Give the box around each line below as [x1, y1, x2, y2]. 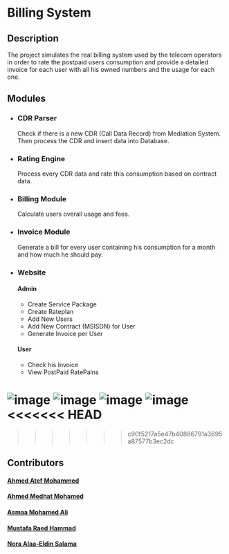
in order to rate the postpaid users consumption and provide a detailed [7, 58, 209, 66]
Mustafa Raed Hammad [7, 524, 76, 532]
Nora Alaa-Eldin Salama [7, 539, 77, 548]
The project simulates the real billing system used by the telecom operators [7, 50, 222, 59]
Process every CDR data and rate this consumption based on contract [17, 169, 217, 178]
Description [7, 33, 59, 44]
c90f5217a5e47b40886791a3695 [127, 430, 223, 438]
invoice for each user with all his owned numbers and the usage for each [7, 66, 215, 73]
